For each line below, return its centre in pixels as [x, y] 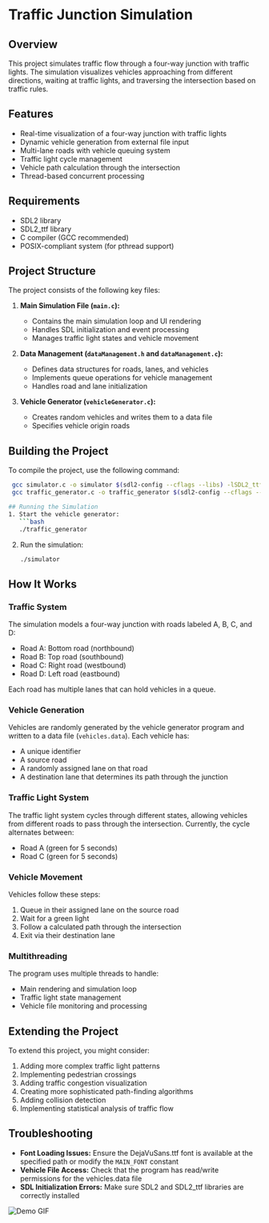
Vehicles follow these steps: [54, 894]
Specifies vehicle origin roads [81, 426]
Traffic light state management [70, 997]
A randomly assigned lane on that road [84, 768]
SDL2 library [40, 220]
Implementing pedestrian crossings [78, 1075]
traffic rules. [28, 89]
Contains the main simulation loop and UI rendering [116, 321]
